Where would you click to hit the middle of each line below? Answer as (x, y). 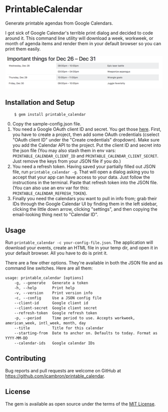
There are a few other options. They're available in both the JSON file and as (84, 262)
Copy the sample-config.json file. (47, 124)
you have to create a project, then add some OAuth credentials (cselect (86, 134)
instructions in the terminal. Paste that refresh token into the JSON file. (85, 183)
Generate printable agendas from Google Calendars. (59, 23)
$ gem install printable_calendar (50, 115)
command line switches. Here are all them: (49, 268)
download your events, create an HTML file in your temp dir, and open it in (82, 247)
